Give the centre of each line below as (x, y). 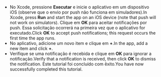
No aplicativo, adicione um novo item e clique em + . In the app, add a (79, 43)
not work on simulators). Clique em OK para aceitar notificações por (78, 22)
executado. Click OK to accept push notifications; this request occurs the (83, 33)
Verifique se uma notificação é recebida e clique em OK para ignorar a (80, 54)
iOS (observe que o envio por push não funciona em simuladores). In (78, 12)
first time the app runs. (33, 38)
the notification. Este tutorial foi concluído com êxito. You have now (77, 64)
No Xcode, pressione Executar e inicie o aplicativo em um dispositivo (80, 7)
